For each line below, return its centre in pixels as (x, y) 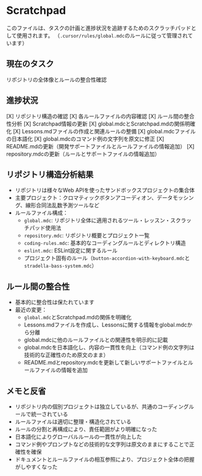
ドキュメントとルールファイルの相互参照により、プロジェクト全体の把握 (105, 459)
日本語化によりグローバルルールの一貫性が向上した (78, 437)
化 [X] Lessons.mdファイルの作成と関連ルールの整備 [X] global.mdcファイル (101, 131)
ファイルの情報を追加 (61, 370)
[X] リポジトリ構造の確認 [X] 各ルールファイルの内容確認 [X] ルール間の (95, 116)
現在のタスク (30, 64)
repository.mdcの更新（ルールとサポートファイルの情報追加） (83, 154)
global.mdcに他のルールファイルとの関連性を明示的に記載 (96, 340)
